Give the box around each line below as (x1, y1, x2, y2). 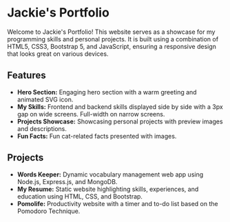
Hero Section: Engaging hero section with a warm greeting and (17, 88, 198, 96)
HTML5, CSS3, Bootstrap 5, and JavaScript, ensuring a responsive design (7, 42, 217, 50)
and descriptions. (17, 124, 67, 132)
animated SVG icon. (17, 95, 74, 103)
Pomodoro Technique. (17, 207, 81, 215)
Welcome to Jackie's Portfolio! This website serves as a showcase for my (7, 28, 216, 36)
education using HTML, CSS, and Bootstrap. (17, 192, 143, 201)
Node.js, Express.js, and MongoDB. (17, 177, 118, 185)
